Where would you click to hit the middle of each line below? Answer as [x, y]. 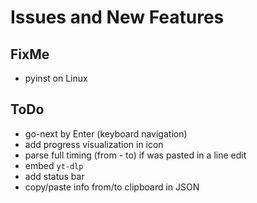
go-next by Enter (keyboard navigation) [106, 133]
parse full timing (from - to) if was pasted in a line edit [135, 155]
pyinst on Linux [56, 78]
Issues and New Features [117, 17]
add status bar [54, 176]
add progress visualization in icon [94, 144]
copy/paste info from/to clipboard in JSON [112, 187]
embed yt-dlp [54, 165]
